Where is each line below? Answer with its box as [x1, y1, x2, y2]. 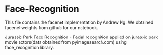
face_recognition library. [5, 44, 54, 50]
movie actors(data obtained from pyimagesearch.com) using [5, 39, 127, 45]
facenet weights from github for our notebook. [5, 24, 99, 30]
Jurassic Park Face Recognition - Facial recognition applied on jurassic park [5, 34, 158, 40]
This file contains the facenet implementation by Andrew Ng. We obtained [5, 19, 154, 25]
